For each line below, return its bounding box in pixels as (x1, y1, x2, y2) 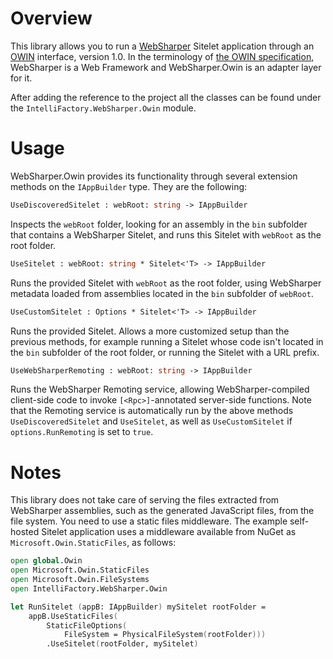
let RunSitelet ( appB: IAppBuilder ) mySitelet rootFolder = (10, 602, 267, 612)
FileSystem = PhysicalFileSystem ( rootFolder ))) (63, 630, 267, 640)
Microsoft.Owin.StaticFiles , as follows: (10, 537, 177, 549)
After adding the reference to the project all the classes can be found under (10, 91, 322, 103)
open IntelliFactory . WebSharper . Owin (10, 583, 168, 594)
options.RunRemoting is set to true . (10, 426, 154, 438)
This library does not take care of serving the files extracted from (10, 494, 280, 506)
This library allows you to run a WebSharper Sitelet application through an (10, 40, 315, 52)
